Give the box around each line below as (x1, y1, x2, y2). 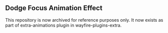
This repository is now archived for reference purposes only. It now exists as (5, 17, 163, 23)
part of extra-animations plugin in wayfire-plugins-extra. (5, 22, 122, 28)
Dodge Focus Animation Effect (5, 4, 103, 12)
